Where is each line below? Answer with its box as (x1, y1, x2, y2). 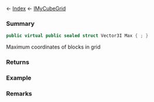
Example (6, 74, 32, 82)
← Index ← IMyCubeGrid (6, 5, 66, 12)
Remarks (6, 89, 32, 97)
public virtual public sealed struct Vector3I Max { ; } (6, 33, 149, 39)
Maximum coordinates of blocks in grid (6, 43, 101, 50)
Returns (6, 58, 29, 66)
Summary (6, 19, 35, 28)
